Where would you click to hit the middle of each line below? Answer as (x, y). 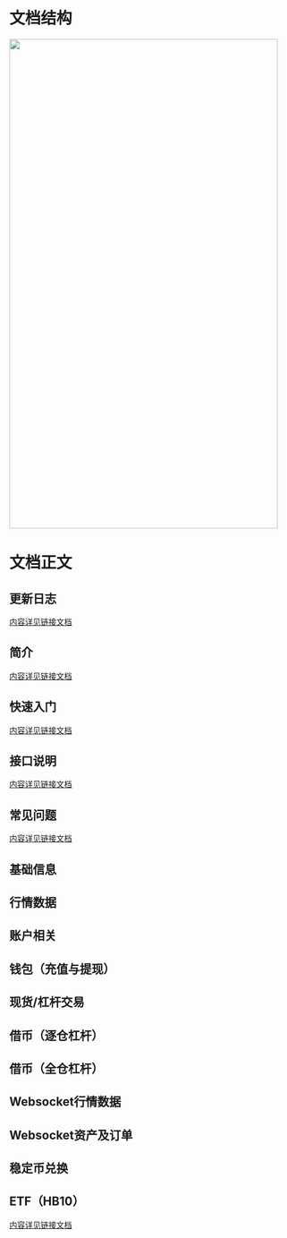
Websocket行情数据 (65, 1102)
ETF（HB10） (47, 1202)
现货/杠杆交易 (47, 1002)
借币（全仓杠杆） (56, 1068)
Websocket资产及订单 (71, 1135)
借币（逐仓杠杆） (56, 1035)
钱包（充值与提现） (62, 969)
